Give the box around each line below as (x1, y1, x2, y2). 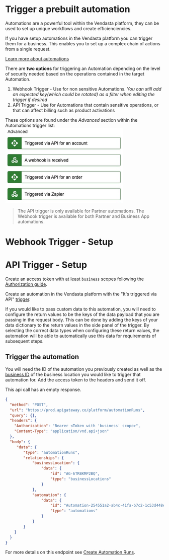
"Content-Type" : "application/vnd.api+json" (14, 429, 109, 434)
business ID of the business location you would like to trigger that (5, 371, 141, 377)
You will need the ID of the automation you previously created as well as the (5, 366, 162, 372)
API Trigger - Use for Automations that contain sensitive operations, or (12, 102, 159, 108)
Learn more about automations (5, 55, 69, 61)
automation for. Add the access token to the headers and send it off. (5, 376, 147, 383)
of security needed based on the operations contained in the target (5, 70, 144, 76)
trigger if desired (12, 97, 48, 103)
